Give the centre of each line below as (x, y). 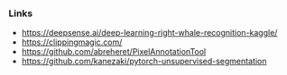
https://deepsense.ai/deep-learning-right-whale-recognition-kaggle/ (149, 33)
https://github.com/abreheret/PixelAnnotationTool (114, 52)
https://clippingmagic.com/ (72, 42)
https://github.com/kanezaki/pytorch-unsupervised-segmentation (144, 62)
